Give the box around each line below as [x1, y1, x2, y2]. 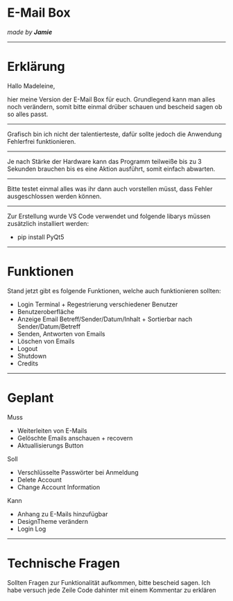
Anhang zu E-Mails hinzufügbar [17, 509, 108, 518]
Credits [17, 359, 39, 368]
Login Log [17, 525, 46, 533]
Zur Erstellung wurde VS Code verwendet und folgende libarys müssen [7, 212, 211, 220]
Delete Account [17, 475, 62, 484]
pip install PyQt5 [17, 233, 64, 241]
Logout [17, 344, 38, 352]
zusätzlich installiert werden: [7, 219, 89, 227]
